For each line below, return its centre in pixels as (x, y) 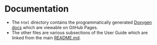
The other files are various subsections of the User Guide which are (80, 32)
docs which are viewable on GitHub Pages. (55, 27)
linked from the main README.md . (46, 38)
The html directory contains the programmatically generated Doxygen (82, 22)
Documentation (37, 9)
